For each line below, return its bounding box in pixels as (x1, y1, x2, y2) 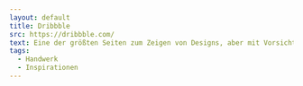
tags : (9, 47, 30, 56)
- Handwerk (17, 55, 59, 64)
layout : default (9, 13, 70, 22)
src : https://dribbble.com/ (9, 30, 115, 39)
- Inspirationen (17, 64, 78, 73)
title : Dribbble (9, 21, 70, 30)
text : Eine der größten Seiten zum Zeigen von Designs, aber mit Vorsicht (9, 38, 297, 47)
